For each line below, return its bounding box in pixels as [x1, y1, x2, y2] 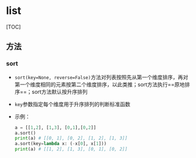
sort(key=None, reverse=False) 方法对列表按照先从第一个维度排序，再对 [14, 73, 188, 80]
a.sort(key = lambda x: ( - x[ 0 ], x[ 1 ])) [14, 141, 107, 147]
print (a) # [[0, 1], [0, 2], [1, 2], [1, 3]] [14, 135, 128, 141]
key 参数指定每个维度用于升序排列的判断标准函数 [14, 100, 130, 107]
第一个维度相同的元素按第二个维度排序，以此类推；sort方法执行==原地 [14, 80, 185, 88]
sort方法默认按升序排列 [32, 88, 88, 95]
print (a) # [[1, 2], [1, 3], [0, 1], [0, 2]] [14, 146, 128, 152]
